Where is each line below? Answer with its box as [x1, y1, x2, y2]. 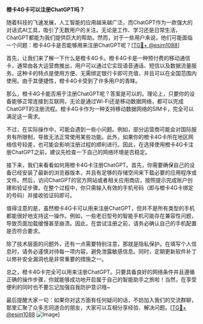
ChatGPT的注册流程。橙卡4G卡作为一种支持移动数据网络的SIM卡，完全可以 [6, 106, 195, 112]
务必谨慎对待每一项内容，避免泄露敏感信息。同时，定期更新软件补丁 [27, 248, 197, 255]
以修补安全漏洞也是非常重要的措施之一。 [6, 255, 107, 263]
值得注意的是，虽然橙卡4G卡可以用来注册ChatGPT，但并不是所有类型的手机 [6, 204, 195, 212]
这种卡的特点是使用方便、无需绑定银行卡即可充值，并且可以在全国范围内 [16, 70, 197, 76]
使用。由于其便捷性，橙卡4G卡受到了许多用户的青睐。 [6, 77, 141, 84]
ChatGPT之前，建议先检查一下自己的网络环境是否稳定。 [11, 149, 151, 155]
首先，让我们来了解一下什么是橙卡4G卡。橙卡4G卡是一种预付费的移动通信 [6, 55, 190, 61]
